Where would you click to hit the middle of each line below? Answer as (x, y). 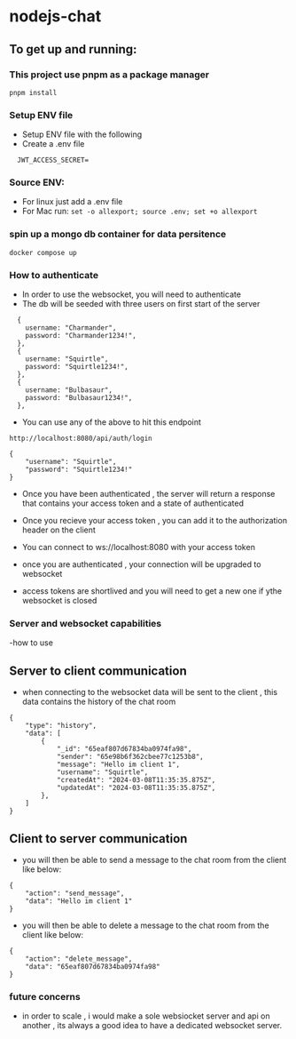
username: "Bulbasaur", (69, 390)
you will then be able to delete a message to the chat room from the (145, 925)
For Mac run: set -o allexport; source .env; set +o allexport (140, 212)
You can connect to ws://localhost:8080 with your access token (138, 547)
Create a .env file (53, 144)
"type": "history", (61, 726)
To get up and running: (73, 49)
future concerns (45, 996)
